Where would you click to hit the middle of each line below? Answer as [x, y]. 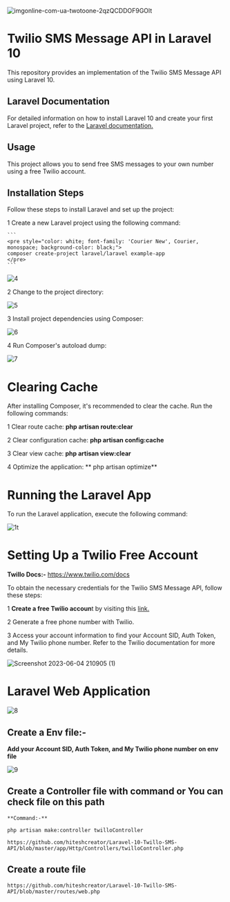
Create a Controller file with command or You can [115, 791]
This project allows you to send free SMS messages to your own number [111, 164]
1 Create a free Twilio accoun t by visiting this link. [78, 609]
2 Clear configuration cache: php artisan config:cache [86, 440]
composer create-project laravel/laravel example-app [86, 254]
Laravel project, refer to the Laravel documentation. [80, 125]
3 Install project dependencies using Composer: [75, 319]
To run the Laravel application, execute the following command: [97, 514]
